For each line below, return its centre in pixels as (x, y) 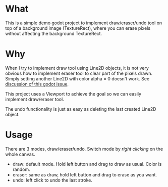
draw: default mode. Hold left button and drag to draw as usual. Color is (87, 164)
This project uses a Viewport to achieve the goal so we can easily (73, 93)
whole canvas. (20, 154)
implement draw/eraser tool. (35, 99)
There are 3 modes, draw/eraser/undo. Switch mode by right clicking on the (84, 149)
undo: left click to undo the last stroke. (52, 180)
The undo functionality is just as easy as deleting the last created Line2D (81, 109)
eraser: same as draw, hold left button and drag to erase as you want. (85, 174)
